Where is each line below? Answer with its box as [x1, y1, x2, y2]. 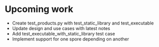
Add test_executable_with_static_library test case [12, 30, 115, 36]
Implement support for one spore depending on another [12, 36, 129, 42]
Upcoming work [5, 3, 74, 15]
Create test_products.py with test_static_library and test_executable [12, 20, 154, 26]
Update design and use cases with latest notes [12, 25, 110, 31]
